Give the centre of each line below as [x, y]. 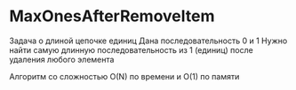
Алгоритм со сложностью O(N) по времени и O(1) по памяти [124, 76]
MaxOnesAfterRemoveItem [112, 16]
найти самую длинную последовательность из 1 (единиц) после [131, 49]
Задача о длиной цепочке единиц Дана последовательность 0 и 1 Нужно [148, 41]
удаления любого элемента [62, 59]
